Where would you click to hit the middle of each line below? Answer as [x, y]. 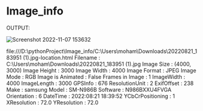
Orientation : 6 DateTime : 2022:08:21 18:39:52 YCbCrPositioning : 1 [91, 96]
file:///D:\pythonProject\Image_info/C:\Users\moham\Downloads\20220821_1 [102, 51]
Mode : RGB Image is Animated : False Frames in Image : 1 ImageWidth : [96, 77]
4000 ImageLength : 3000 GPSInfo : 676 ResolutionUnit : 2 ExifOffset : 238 [100, 83]
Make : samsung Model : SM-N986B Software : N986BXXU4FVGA [89, 89]
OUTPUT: [18, 28]
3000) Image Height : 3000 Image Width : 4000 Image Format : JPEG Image [101, 70]
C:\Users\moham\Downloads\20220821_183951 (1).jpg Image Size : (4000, [99, 64]
